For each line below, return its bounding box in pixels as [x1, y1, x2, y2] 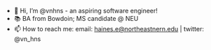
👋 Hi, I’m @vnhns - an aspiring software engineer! [13, 7, 158, 15]
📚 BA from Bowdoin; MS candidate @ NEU [13, 15, 139, 22]
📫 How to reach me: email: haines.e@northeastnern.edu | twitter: [13, 25, 205, 33]
